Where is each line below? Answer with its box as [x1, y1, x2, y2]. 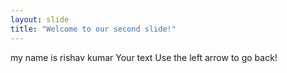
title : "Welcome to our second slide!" [10, 24, 177, 34]
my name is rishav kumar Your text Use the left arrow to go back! [10, 51, 278, 63]
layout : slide [10, 14, 70, 25]
